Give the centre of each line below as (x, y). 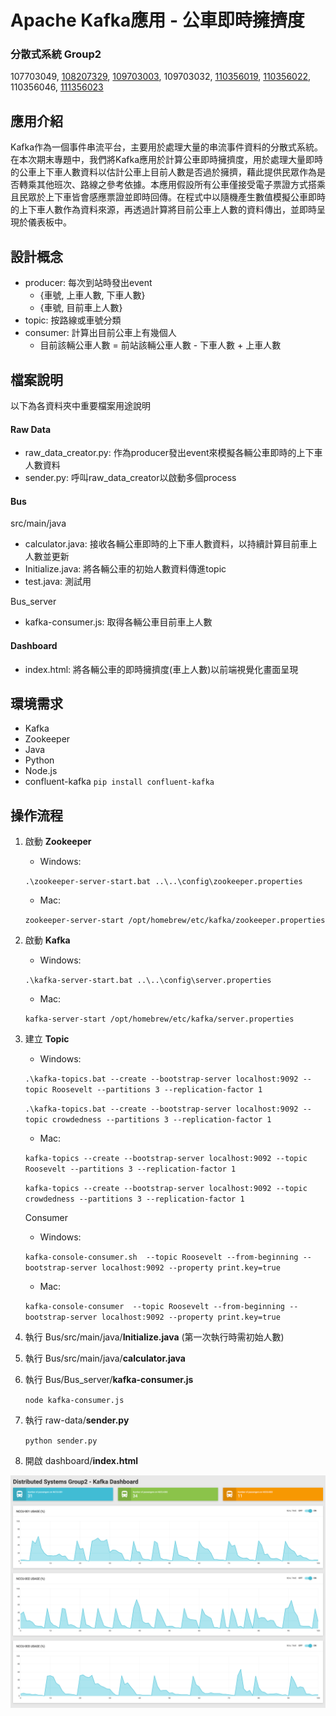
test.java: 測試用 (58, 582)
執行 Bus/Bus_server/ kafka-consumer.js (109, 1380)
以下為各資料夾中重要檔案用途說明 (80, 405)
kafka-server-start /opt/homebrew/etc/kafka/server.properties (159, 1019)
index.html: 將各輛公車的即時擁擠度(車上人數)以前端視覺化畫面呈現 (161, 669)
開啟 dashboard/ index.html (81, 1461)
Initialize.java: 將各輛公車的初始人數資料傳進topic (125, 569)
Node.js (41, 771)
